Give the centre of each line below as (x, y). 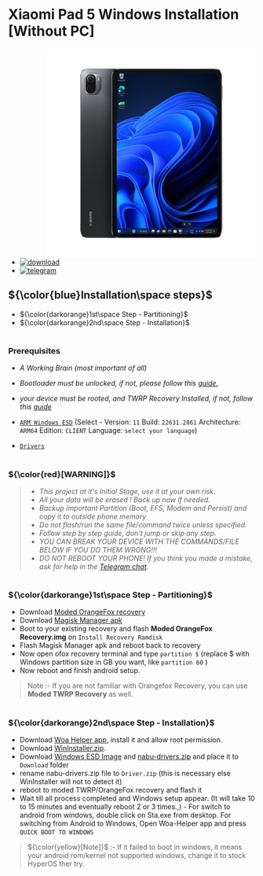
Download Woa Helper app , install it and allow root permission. (121, 740)
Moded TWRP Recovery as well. (80, 694)
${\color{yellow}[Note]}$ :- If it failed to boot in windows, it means (135, 847)
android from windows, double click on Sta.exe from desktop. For (125, 815)
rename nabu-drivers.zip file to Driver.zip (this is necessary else (125, 773)
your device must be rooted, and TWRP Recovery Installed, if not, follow (136, 398)
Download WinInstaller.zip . (62, 748)
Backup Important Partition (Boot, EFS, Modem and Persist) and (143, 508)
